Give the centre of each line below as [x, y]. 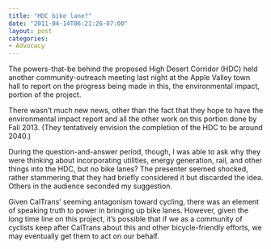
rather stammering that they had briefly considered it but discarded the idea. [136, 178]
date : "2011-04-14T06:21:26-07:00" [68, 23]
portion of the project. [45, 95]
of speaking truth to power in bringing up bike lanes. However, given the [129, 210]
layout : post [30, 31]
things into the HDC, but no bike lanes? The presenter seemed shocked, [128, 169]
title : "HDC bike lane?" [50, 16]
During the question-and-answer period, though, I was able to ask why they [135, 152]
